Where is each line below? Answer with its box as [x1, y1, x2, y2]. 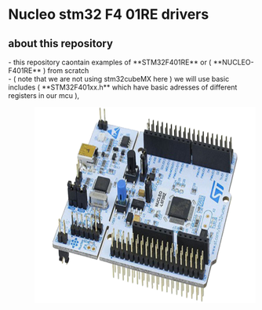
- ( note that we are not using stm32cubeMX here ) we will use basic [8, 75, 230, 83]
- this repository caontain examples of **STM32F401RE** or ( [8, 57, 212, 67]
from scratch [47, 66, 89, 75]
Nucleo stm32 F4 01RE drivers [8, 5, 209, 24]
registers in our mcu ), [8, 91, 80, 100]
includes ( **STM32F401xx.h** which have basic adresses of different [8, 82, 238, 92]
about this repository [8, 37, 114, 50]
